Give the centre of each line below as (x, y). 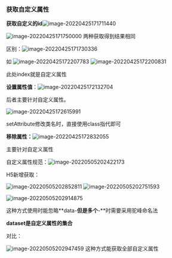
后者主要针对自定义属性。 (38, 100)
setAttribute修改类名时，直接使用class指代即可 (64, 124)
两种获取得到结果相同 (110, 36)
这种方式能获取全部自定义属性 (122, 248)
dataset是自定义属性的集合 (39, 223)
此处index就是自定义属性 (36, 74)
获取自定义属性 (28, 9)
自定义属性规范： (27, 162)
